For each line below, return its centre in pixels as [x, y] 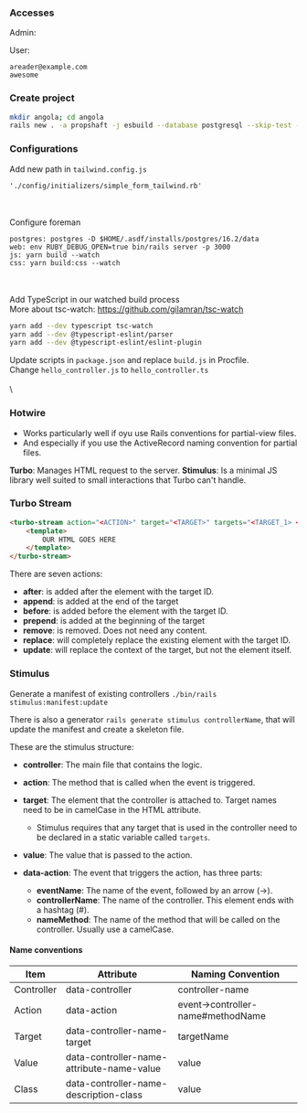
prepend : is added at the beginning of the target [114, 621]
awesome [24, 75]
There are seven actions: [56, 574]
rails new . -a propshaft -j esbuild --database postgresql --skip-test [151, 125]
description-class [104, 1095]
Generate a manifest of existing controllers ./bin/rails [113, 693]
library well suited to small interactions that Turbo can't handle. [128, 480]
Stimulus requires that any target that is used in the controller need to [167, 827]
